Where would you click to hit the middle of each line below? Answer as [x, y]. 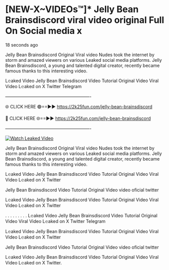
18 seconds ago [22, 45]
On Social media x [44, 31]
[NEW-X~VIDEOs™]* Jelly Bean [72, 9]
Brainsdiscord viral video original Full [85, 20]
